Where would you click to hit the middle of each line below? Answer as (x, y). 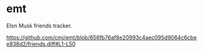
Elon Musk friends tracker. (39, 26)
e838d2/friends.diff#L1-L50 (41, 44)
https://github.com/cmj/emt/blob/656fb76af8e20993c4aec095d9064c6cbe (101, 37)
